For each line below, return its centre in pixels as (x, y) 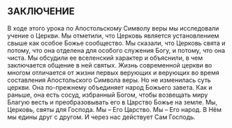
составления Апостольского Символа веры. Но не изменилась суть (109, 80)
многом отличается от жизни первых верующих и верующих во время (114, 72)
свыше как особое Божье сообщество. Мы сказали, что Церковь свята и (116, 43)
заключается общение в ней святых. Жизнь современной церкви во (110, 65)
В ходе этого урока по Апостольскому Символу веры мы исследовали (113, 28)
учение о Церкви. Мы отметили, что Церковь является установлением (113, 35)
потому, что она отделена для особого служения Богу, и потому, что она (116, 50)
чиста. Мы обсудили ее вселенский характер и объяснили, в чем (105, 58)
